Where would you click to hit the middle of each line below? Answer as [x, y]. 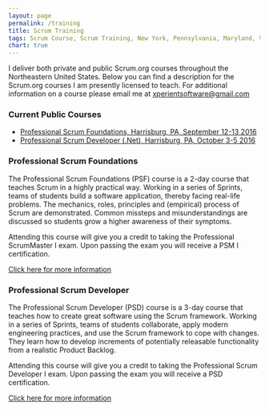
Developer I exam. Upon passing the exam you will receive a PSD [116, 374]
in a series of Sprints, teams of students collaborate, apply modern [118, 324]
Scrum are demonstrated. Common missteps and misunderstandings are [128, 212]
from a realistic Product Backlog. [62, 350]
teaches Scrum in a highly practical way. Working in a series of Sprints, [125, 187]
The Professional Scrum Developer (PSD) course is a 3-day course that [126, 307]
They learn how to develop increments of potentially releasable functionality [134, 342]
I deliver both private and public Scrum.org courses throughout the [118, 68]
